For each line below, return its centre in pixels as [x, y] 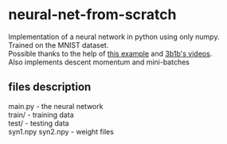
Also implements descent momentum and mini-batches [99, 62]
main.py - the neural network [56, 106]
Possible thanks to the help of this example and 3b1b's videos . [110, 53]
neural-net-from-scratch [92, 15]
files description [50, 87]
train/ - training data [41, 115]
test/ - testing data [39, 123]
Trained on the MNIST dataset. [59, 45]
